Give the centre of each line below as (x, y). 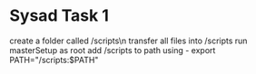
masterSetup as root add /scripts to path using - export (113, 50)
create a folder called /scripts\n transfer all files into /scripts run (128, 41)
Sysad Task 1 (59, 16)
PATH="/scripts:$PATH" (54, 60)
